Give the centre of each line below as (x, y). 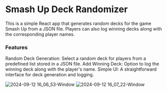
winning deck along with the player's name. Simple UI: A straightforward (81, 69)
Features (17, 47)
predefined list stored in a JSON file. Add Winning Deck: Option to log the (82, 64)
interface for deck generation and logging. (50, 75)
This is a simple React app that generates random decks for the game (78, 23)
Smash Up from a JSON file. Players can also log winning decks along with (83, 28)
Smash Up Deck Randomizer (67, 9)
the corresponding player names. (40, 34)
